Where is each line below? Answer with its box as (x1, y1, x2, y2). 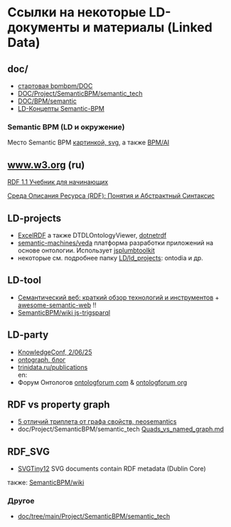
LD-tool (7, 275, 41, 287)
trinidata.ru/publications (17, 363, 88, 371)
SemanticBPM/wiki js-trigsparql (17, 308, 111, 316)
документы (7, 19, 80, 36)
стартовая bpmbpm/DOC (17, 82, 93, 90)
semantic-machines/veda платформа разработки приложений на (17, 238, 214, 247)
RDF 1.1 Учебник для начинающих (7, 178, 109, 186)
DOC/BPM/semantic (17, 97, 77, 105)
